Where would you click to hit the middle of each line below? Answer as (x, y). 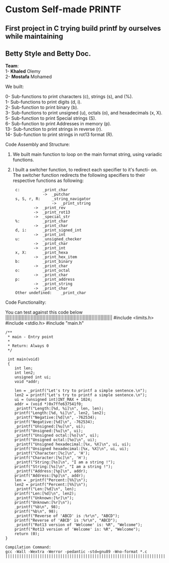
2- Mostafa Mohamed (29, 77)
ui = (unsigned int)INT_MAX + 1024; (54, 400)
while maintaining (34, 36)
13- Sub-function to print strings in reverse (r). (54, 129)
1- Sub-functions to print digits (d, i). (43, 102)
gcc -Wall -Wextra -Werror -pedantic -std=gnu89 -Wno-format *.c (76, 552)
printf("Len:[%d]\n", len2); (45, 494)
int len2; (25, 373)
